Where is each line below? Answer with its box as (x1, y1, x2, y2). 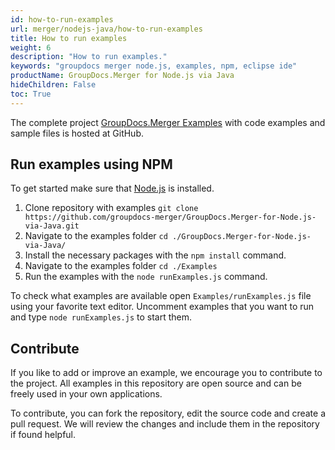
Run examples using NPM (10, 156, 173, 173)
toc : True (10, 89, 52, 99)
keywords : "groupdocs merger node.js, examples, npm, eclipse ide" (10, 61, 298, 71)
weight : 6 (10, 42, 52, 53)
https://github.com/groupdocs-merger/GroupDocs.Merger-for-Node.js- (24, 212, 317, 223)
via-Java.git (24, 221, 80, 231)
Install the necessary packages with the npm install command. (24, 249, 287, 261)
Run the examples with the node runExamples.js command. (24, 271, 268, 283)
